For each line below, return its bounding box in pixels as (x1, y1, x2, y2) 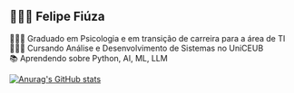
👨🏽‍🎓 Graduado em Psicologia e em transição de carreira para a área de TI (9, 33, 286, 43)
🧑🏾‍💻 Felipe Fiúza (9, 9, 105, 24)
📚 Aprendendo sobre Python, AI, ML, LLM (9, 52, 168, 63)
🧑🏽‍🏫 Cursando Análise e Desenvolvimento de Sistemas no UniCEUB (9, 42, 264, 53)
